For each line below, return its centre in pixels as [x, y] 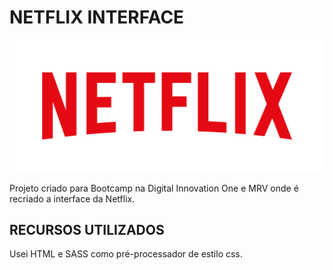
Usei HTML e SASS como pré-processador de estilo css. [126, 254]
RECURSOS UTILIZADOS [87, 229]
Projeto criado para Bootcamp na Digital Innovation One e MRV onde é [154, 188]
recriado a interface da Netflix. [72, 198]
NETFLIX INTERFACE [97, 17]
